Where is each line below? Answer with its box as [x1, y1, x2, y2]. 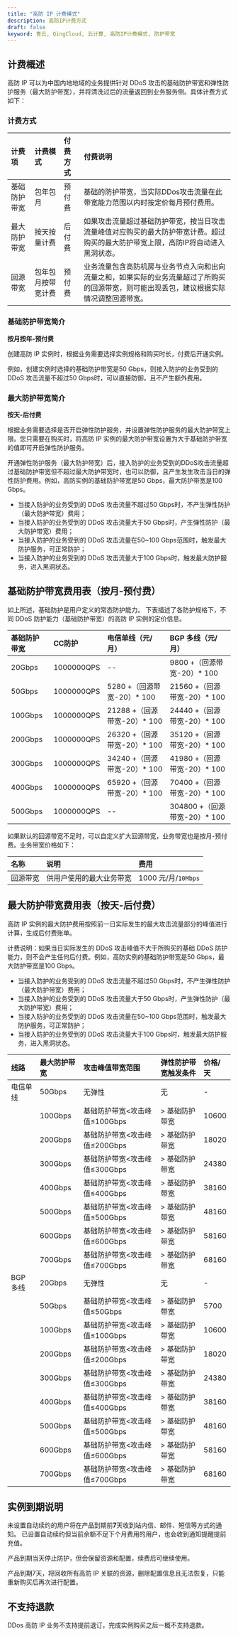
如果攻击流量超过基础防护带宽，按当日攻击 [84, 216, 226, 226]
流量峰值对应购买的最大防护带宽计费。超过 [84, 227, 226, 237]
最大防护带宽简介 [7, 392, 66, 402]
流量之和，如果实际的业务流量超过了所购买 [84, 272, 226, 282]
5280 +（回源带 [107, 681, 161, 691]
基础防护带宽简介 [7, 317, 66, 327]
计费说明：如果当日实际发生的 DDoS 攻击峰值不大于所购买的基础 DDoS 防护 [7, 943, 228, 952]
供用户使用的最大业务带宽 [46, 872, 132, 882]
